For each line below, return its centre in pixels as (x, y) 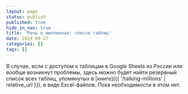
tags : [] (17, 50)
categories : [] (25, 44)
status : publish (26, 17)
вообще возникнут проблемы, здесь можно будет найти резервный (92, 72)
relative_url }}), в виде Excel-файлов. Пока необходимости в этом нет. (93, 85)
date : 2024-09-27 (27, 39)
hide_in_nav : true (28, 28)
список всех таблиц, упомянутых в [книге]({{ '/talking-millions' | (86, 78)
